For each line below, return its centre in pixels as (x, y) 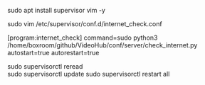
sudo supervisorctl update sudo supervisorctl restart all (89, 74)
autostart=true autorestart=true (53, 53)
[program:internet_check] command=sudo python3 (83, 38)
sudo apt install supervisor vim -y (56, 10)
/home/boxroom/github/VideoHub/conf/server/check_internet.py (102, 45)
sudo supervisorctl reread (45, 66)
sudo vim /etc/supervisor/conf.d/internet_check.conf (85, 24)
